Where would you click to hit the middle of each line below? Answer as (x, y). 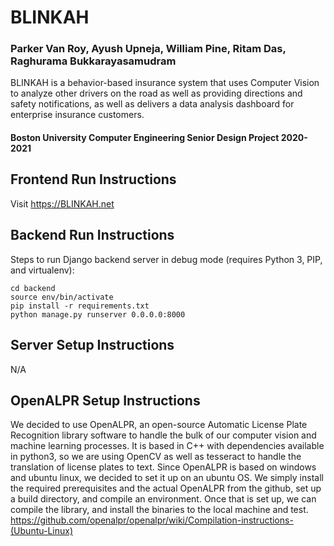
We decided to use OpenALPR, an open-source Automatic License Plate (159, 425)
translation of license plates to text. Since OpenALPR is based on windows (163, 467)
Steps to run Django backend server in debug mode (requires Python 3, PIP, (166, 259)
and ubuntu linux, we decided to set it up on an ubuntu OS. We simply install (167, 478)
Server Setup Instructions (92, 345)
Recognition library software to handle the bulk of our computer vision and (163, 435)
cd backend (33, 288)
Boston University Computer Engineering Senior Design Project (145, 138)
